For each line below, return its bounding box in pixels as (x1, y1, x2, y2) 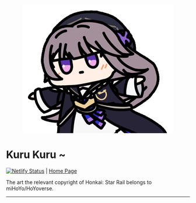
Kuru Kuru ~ (6, 148, 66, 162)
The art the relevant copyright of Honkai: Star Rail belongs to (6, 178, 152, 185)
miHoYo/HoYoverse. (6, 185, 54, 192)
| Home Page (45, 167, 78, 174)
